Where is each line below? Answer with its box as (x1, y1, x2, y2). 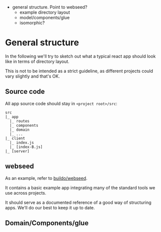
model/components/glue (19, 15, 70, 20)
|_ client (5, 136, 26, 141)
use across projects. (5, 190, 47, 196)
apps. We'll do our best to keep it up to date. (5, 204, 95, 210)
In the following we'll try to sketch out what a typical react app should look (5, 53, 156, 59)
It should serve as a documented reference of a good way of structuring (5, 199, 152, 205)
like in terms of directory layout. (5, 58, 70, 64)
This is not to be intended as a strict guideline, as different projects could (5, 68, 154, 74)
